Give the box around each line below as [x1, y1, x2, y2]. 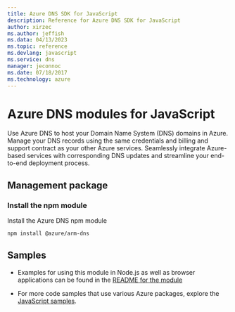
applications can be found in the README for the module [17, 275, 183, 284]
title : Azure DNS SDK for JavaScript [7, 10, 118, 18]
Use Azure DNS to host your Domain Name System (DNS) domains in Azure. [7, 129, 229, 138]
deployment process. [28, 159, 90, 167]
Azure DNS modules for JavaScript [7, 106, 215, 122]
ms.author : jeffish [7, 30, 65, 37]
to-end [7, 159, 27, 167]
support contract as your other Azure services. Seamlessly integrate [7, 144, 205, 152]
